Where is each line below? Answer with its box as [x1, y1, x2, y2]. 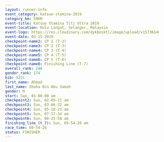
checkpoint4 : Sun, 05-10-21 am [5, 107, 69, 112]
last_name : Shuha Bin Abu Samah [5, 84, 71, 89]
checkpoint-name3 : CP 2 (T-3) [5, 43, 67, 48]
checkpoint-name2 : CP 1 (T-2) [5, 39, 67, 44]
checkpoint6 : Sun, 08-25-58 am [5, 116, 69, 121]
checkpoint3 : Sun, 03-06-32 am [5, 102, 69, 107]
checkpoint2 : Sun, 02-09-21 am [5, 98, 69, 103]
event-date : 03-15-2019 [5, 35, 54, 40]
